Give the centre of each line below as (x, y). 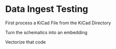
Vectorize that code (26, 42)
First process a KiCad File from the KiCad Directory (58, 23)
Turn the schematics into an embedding (46, 32)
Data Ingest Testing (47, 9)
